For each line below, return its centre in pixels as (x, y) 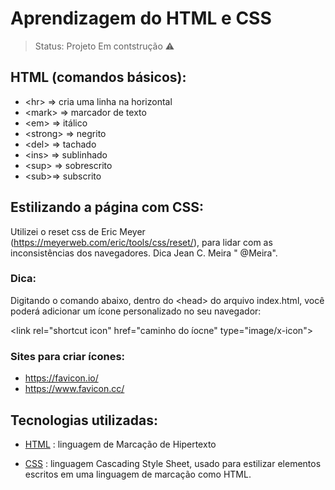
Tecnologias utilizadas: (84, 420)
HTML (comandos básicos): (98, 77)
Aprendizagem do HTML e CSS (141, 18)
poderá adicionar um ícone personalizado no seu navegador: (136, 311)
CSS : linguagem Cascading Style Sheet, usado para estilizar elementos (173, 463)
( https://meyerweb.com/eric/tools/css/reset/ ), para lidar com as (141, 242)
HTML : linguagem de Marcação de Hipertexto (120, 444)
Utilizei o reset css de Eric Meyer (78, 231)
